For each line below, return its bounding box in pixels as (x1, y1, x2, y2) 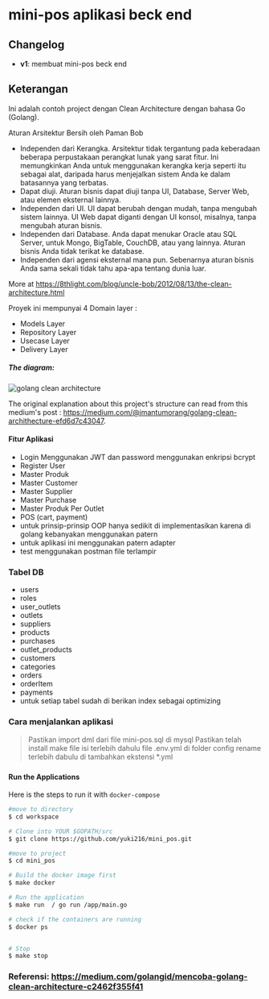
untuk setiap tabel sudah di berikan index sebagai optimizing (19, 696, 221, 706)
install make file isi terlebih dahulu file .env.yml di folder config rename (27, 743, 262, 752)
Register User (19, 461, 66, 470)
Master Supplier (19, 486, 74, 496)
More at (8, 279, 35, 288)
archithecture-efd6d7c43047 (8, 416, 104, 425)
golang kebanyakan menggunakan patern (19, 529, 158, 539)
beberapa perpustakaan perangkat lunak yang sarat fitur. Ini (19, 151, 219, 162)
